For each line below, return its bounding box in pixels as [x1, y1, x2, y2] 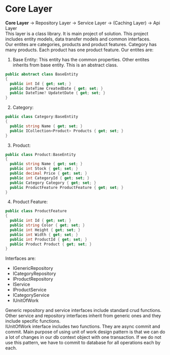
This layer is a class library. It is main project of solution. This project [5, 30, 149, 36]
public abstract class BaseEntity [5, 71, 79, 76]
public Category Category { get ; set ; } [10, 180, 96, 185]
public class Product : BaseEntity [5, 152, 76, 157]
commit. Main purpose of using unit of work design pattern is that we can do [5, 329, 166, 335]
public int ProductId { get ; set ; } [10, 236, 87, 242]
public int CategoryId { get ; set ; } [10, 175, 90, 180]
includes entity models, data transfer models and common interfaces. [5, 36, 151, 42]
